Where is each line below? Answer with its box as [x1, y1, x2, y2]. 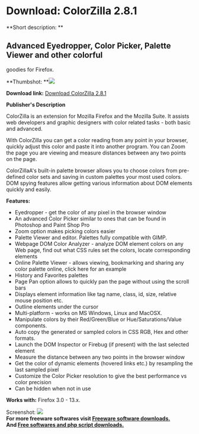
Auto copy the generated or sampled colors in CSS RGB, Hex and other [14, 328, 188, 335]
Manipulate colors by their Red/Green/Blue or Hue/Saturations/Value [14, 316, 182, 323]
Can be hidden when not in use [14, 385, 91, 392]
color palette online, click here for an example [14, 265, 127, 272]
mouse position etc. [14, 297, 63, 304]
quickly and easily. [6, 185, 52, 193]
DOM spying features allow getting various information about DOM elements [6, 179, 192, 187]
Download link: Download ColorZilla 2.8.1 [6, 89, 107, 97]
